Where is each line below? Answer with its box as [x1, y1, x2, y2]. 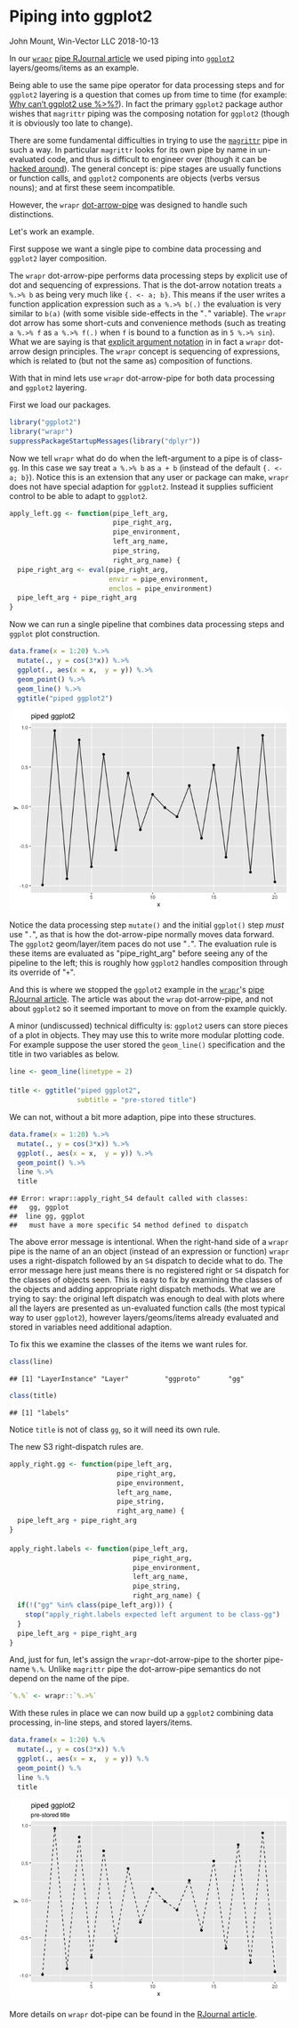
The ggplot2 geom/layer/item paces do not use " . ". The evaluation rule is [9, 938, 278, 950]
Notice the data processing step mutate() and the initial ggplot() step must [9, 920, 285, 930]
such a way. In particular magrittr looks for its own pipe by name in [9, 144, 256, 155]
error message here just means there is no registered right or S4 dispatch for [9, 1265, 289, 1276]
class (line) [9, 1357, 53, 1367]
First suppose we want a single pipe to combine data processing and [9, 243, 262, 254]
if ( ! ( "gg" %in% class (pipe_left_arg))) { [17, 1601, 173, 1610]
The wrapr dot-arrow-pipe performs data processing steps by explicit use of [9, 270, 288, 281]
